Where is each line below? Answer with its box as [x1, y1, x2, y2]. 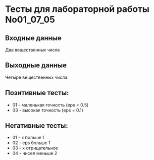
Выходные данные [5, 61, 67, 70]
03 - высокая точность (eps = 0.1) [12, 107, 83, 113]
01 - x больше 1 [12, 135, 45, 141]
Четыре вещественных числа [5, 74, 68, 80]
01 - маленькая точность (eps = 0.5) [12, 102, 89, 107]
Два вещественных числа [5, 47, 60, 53]
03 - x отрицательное [12, 145, 58, 151]
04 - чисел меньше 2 [12, 150, 57, 157]
